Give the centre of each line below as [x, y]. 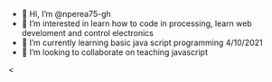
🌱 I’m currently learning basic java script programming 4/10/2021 [142, 42]
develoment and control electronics [88, 33]
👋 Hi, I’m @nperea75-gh [66, 14]
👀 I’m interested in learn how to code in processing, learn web [136, 23]
